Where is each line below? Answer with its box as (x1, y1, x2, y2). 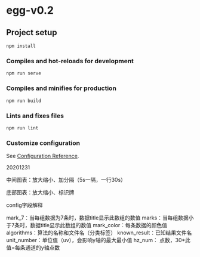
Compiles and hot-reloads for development (6, 57, 134, 65)
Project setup (6, 27, 58, 38)
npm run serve (6, 70, 42, 76)
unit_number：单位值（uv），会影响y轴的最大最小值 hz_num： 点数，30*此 (6, 237, 191, 244)
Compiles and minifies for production (6, 84, 116, 92)
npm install (6, 43, 36, 49)
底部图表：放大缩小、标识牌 (6, 189, 75, 196)
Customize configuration (6, 138, 81, 147)
